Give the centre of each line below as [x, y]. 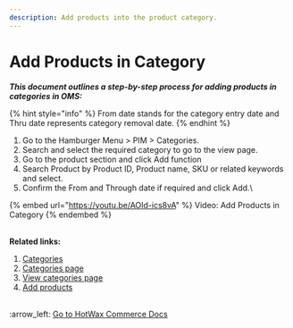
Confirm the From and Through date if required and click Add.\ [137, 188]
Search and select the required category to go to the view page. [140, 149]
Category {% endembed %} [61, 214]
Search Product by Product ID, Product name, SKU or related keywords [153, 168]
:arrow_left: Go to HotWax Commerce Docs [88, 314]
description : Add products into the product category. [113, 17]
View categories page [63, 277]
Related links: [35, 241]
